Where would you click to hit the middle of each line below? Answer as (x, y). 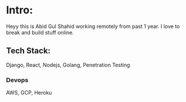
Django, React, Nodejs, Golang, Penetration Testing (68, 65)
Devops (17, 80)
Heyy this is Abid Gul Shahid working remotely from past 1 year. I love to (93, 26)
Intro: (20, 10)
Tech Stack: (28, 51)
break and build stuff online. (40, 32)
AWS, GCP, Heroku (29, 93)
